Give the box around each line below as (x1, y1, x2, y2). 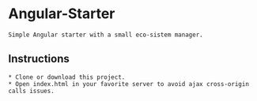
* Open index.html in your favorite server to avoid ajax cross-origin (8, 80, 249, 88)
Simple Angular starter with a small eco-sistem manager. (8, 31, 203, 39)
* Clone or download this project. (8, 73, 126, 81)
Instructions (8, 52, 70, 65)
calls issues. (8, 87, 55, 95)
